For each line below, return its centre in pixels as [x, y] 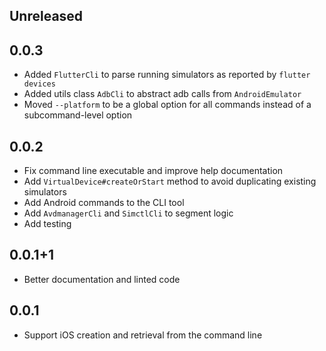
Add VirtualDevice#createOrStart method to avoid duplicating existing [170, 181]
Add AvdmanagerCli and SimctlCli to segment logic [128, 213]
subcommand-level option [78, 115]
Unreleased [46, 16]
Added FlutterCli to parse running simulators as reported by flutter [167, 75]
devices [39, 84]
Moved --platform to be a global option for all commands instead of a [167, 105]
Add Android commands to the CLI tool [104, 203]
